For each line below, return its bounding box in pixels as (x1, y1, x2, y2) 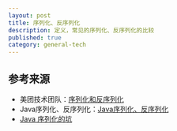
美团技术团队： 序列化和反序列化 (19, 94, 124, 103)
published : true (8, 33, 62, 42)
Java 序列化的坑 (19, 114, 73, 123)
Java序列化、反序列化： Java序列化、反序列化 (19, 104, 169, 114)
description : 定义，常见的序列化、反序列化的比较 (8, 26, 155, 34)
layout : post (8, 11, 51, 20)
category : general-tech (8, 41, 87, 49)
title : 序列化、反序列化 (8, 19, 81, 27)
